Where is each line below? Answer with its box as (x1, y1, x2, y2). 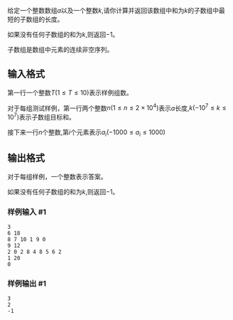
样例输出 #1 (7, 278, 46, 288)
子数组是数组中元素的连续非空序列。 (7, 46, 114, 53)
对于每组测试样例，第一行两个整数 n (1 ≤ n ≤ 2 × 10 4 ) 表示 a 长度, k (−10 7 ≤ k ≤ (7, 102, 227, 112)
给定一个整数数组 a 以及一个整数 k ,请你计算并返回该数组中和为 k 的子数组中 (7, 6, 220, 14)
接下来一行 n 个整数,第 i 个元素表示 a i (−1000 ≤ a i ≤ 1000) (7, 128, 166, 138)
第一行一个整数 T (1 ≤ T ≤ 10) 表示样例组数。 (7, 88, 133, 97)
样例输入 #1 (7, 207, 46, 217)
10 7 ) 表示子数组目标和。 (7, 112, 76, 122)
